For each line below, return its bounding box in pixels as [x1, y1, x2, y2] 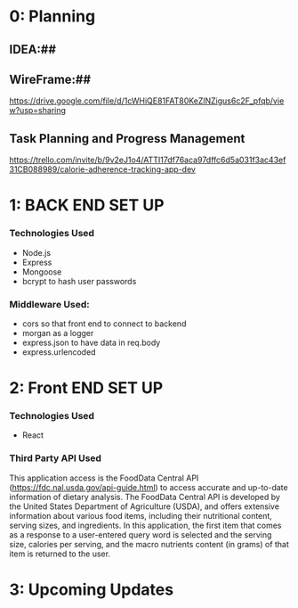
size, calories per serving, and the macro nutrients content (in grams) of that [9, 538, 289, 549]
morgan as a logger [21, 327, 94, 338]
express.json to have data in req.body [21, 337, 161, 348]
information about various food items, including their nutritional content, [9, 510, 273, 521]
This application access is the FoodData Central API [9, 472, 199, 483]
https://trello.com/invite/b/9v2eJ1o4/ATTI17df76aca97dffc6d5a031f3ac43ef [9, 154, 286, 166]
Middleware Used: [9, 298, 91, 310]
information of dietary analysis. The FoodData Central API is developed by [9, 491, 280, 502]
